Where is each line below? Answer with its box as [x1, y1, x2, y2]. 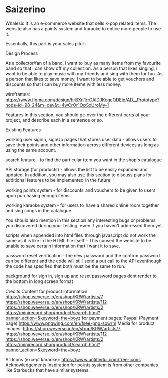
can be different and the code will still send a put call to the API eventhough [5, 258, 162, 264]
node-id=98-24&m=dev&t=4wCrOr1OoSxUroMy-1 [5, 102, 109, 108]
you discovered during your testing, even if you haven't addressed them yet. [5, 222, 163, 228]
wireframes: [5, 91, 30, 97]
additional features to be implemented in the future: [5, 177, 112, 183]
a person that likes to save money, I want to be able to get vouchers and [5, 76, 154, 82]
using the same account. [5, 147, 56, 153]
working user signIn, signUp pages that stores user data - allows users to [5, 136, 157, 142]
